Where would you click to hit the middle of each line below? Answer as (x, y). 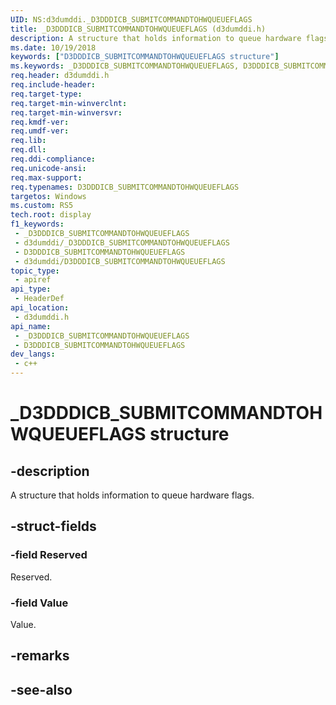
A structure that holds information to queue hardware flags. (132, 495)
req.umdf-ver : (40, 131)
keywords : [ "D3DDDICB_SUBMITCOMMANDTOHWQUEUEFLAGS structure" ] (145, 57)
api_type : (31, 289)
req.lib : (28, 141)
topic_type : (35, 271)
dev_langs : (33, 354)
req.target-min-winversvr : (66, 112)
